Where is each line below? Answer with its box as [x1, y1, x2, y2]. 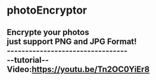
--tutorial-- [7, 55, 49, 65]
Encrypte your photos [7, 27, 89, 37]
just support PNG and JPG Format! [7, 36, 137, 46]
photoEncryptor [7, 4, 88, 17]
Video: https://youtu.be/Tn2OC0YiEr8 [7, 64, 150, 74]
